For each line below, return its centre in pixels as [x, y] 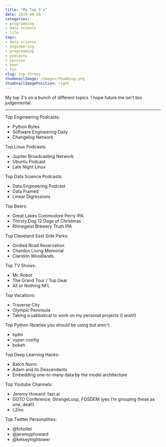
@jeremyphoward [30, 434]
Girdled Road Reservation [38, 245]
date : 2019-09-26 [23, 14]
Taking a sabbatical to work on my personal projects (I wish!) [74, 315]
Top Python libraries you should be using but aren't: [58, 325]
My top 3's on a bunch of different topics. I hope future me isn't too [74, 98]
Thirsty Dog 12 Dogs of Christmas [47, 221]
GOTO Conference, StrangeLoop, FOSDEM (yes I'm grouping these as [83, 399]
